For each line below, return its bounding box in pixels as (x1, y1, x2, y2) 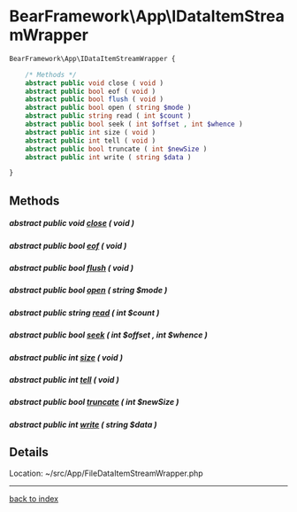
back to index (9, 493, 59, 504)
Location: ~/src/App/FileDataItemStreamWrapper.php (9, 468, 203, 479)
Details (9, 445, 49, 460)
